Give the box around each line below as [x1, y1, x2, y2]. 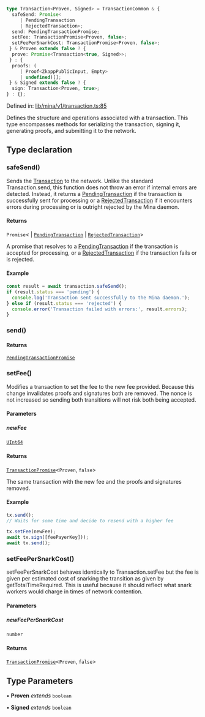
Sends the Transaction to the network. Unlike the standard [6, 177, 154, 184]
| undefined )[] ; [20, 74, 62, 80]
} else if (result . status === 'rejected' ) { [6, 300, 122, 306]
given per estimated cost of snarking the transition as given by [6, 575, 164, 582]
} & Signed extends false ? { [9, 80, 86, 86]
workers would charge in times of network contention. [6, 588, 143, 595]
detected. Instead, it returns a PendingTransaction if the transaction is [6, 190, 182, 197]
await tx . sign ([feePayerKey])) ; [6, 535, 89, 541]
